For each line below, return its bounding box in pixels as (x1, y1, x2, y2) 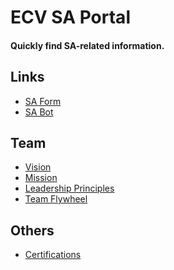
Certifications (24, 249, 82, 261)
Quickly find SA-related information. (10, 39, 165, 51)
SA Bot (24, 106, 54, 118)
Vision (24, 161, 52, 173)
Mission (24, 172, 58, 184)
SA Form (24, 95, 62, 107)
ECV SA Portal (10, 6, 131, 29)
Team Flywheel (24, 193, 88, 205)
